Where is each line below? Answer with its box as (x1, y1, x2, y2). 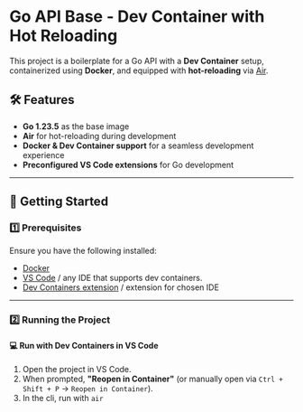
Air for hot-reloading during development (22, 130, 177, 141)
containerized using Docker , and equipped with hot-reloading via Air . (9, 65, 269, 76)
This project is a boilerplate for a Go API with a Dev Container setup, (9, 55, 264, 66)
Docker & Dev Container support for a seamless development (22, 140, 254, 151)
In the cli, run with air (22, 392, 104, 403)
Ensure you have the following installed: (9, 246, 158, 257)
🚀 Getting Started (9, 194, 109, 210)
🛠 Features (9, 92, 75, 108)
